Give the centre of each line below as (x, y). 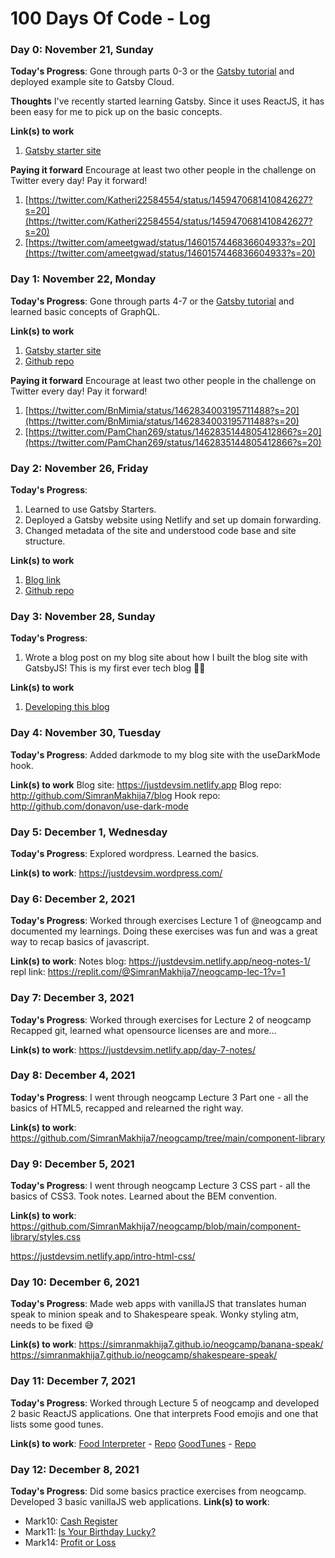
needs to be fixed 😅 (52, 1325)
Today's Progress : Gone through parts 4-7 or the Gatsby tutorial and (152, 301)
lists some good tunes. (57, 1424)
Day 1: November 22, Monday (83, 279)
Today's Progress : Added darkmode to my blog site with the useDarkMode (165, 754)
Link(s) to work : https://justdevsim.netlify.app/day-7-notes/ (133, 1049)
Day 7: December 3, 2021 (72, 998)
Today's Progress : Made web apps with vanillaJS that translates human (158, 1304)
